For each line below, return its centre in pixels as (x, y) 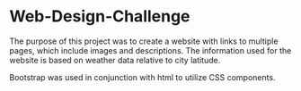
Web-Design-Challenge (100, 17)
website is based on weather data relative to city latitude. (115, 60)
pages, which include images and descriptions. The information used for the (150, 50)
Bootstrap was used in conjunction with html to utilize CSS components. (142, 77)
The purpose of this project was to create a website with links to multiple (144, 41)
